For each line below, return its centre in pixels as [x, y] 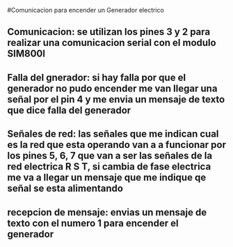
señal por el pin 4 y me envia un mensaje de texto [116, 99]
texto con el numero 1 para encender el [93, 223]
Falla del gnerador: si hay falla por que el [97, 77]
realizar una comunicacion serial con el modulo [112, 43]
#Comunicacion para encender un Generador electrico [86, 10]
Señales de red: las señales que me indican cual [113, 134]
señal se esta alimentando [65, 189]
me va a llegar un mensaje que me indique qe [107, 178]
